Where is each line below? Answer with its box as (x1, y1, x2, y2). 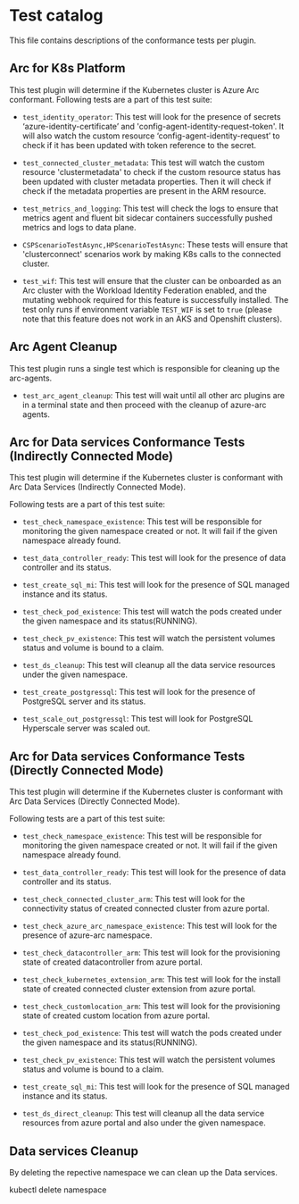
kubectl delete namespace (9, 1184, 107, 1195)
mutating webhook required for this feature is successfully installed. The (21, 294, 289, 305)
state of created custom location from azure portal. (21, 1010, 211, 1021)
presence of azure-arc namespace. (21, 930, 154, 941)
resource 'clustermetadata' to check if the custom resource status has (21, 166, 281, 177)
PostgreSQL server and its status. (21, 696, 146, 707)
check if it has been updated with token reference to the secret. (21, 139, 257, 150)
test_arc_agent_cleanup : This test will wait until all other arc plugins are (21, 389, 286, 400)
